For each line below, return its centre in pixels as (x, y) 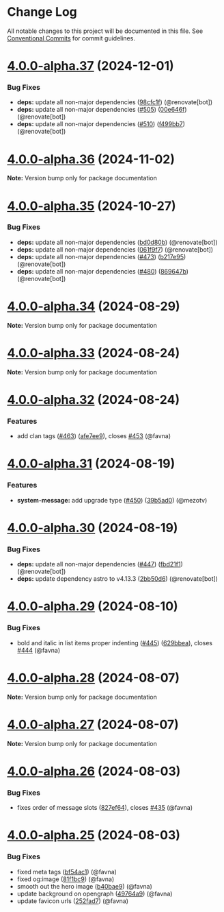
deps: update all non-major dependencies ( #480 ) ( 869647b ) (103, 271)
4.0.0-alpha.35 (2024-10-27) (92, 206)
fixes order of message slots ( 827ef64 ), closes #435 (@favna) (105, 808)
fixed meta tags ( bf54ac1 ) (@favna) (67, 872)
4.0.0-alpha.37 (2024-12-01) (90, 66)
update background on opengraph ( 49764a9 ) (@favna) (95, 893)
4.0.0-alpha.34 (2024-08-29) (94, 307)
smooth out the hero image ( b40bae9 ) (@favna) (84, 886)
